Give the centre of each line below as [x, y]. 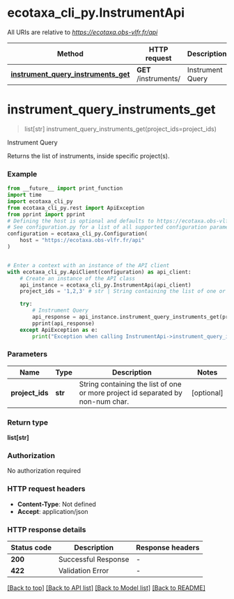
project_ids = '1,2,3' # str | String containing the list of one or [123, 291]
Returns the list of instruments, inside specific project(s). [88, 156]
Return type [28, 422]
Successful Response [94, 559]
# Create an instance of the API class [78, 278]
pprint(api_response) [64, 323]
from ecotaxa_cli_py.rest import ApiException [76, 208]
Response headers [167, 547]
